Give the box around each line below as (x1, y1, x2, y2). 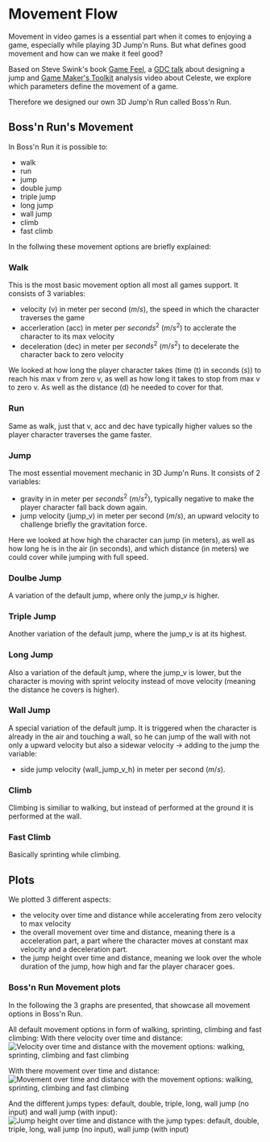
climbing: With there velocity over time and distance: (8, 1033, 183, 1043)
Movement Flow (8, 5, 118, 23)
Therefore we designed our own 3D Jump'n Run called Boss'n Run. (8, 97, 232, 106)
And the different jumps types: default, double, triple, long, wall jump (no (8, 1098, 250, 1108)
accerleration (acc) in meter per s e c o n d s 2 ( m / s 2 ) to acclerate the (19, 322, 237, 332)
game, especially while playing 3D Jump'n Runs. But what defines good (8, 40, 247, 49)
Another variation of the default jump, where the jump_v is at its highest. (8, 629, 247, 639)
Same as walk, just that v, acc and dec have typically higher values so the (8, 421, 253, 431)
